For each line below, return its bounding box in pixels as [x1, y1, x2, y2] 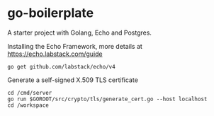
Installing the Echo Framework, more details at [7, 42, 143, 50]
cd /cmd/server [7, 89, 52, 96]
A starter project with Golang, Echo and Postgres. [7, 28, 152, 37]
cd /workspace [7, 101, 50, 109]
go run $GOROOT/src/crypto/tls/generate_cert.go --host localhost [7, 95, 208, 103]
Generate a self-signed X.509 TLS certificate [7, 76, 138, 84]
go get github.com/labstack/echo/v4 [7, 63, 116, 70]
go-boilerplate [7, 5, 94, 21]
